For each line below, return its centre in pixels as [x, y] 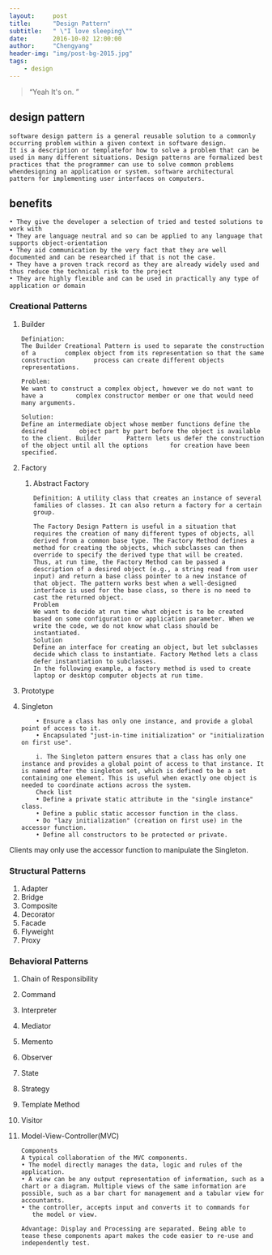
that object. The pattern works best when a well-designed [135, 583]
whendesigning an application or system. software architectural [121, 171]
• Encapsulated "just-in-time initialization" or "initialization [150, 735]
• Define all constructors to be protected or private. [132, 835]
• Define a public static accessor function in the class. [138, 813]
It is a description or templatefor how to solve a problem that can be [134, 150]
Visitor [32, 1120]
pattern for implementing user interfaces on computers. [107, 178]
